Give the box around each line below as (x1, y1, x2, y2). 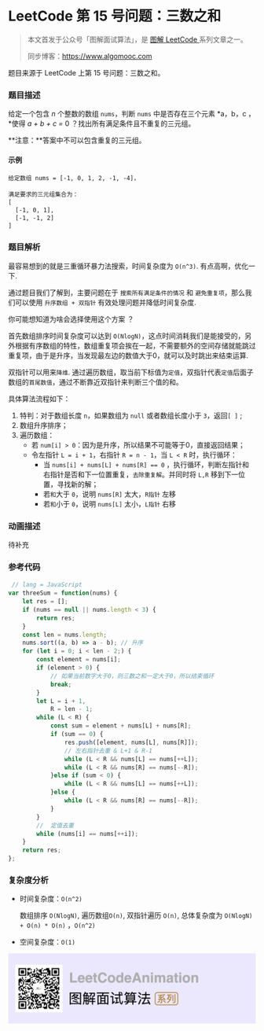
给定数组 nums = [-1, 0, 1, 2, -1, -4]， (8, 175, 140, 182)
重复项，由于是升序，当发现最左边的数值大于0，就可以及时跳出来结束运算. (8, 351, 249, 360)
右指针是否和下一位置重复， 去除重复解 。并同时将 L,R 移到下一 (42, 469, 239, 479)
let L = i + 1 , (36, 697, 86, 705)
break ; (49, 680, 72, 688)
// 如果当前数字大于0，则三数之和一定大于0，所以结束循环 (49, 672, 214, 680)
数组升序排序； (19, 420, 68, 429)
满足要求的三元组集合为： (8, 190, 79, 199)
